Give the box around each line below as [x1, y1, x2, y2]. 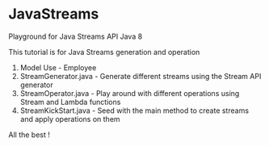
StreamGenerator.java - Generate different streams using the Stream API [19, 71, 262, 81]
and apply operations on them [19, 114, 120, 123]
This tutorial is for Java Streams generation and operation [8, 47, 200, 56]
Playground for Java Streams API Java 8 [8, 31, 143, 41]
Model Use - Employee [19, 62, 97, 73]
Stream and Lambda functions [19, 97, 121, 106]
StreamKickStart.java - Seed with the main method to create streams [19, 106, 249, 115]
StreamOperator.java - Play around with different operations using [19, 88, 240, 98]
